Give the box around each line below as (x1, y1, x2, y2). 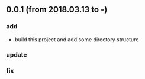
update (6, 50, 27, 58)
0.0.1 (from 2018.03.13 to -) (6, 5, 108, 15)
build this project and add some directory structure (14, 35, 139, 43)
